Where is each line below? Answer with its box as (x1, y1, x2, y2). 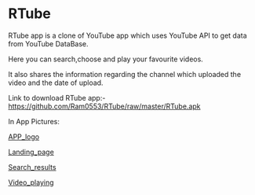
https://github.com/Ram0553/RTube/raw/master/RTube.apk (8, 101, 201, 111)
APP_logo (8, 131, 40, 142)
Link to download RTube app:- (8, 93, 106, 102)
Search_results (8, 162, 56, 171)
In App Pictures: (8, 116, 60, 126)
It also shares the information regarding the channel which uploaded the (8, 69, 242, 79)
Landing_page (8, 147, 55, 156)
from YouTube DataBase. (8, 39, 89, 48)
